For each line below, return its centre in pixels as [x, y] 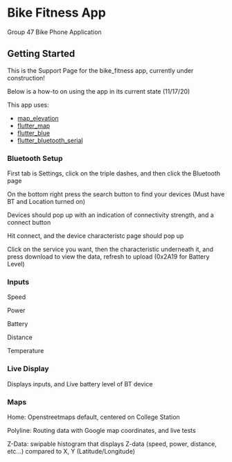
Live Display [28, 369]
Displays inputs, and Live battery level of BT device [80, 384]
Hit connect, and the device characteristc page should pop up [96, 236]
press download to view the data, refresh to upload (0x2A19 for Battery [108, 257]
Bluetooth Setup [35, 158]
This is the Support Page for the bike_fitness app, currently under [100, 70]
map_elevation [38, 118]
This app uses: [28, 105]
